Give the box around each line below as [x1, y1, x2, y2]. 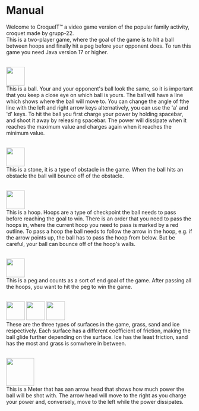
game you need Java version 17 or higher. [6, 48, 109, 55]
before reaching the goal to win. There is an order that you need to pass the [6, 215, 192, 222]
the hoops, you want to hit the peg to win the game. [6, 283, 132, 290]
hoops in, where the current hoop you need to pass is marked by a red [6, 221, 179, 228]
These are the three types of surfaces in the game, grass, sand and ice [6, 320, 180, 328]
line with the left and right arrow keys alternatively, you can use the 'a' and [6, 104, 188, 111]
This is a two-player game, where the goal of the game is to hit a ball [6, 36, 174, 43]
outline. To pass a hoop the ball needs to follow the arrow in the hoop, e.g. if [6, 228, 192, 235]
